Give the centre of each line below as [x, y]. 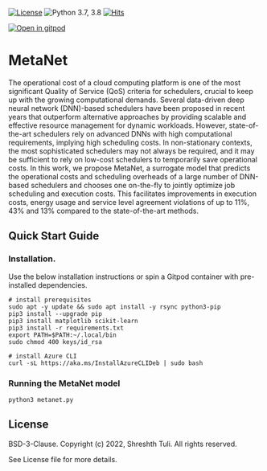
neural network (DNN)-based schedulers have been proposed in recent [127, 108]
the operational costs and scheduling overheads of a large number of [123, 176]
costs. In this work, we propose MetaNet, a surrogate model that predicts [129, 168]
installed [23, 285]
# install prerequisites [50, 300]
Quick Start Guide [54, 236]
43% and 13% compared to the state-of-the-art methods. [104, 211]
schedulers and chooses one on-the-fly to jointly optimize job [133, 185]
